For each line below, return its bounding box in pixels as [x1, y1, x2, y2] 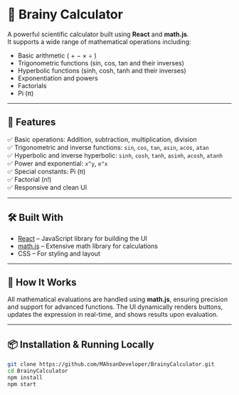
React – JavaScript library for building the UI [17, 234, 148, 242]
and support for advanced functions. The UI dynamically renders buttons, [7, 303, 223, 311]
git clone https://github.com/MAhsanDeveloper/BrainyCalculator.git [7, 361, 215, 368]
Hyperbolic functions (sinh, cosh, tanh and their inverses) [17, 66, 186, 75]
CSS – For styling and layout [17, 249, 101, 258]
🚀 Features [7, 117, 56, 129]
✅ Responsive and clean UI [7, 183, 87, 191]
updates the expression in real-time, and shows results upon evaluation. [7, 310, 218, 319]
